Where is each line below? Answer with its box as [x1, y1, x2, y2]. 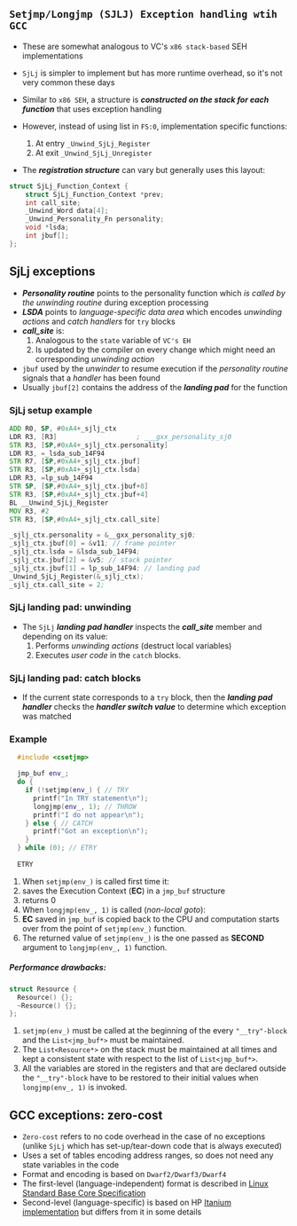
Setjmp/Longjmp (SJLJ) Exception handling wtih [9, 8, 277, 21]
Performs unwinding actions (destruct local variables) [35, 640, 232, 651]
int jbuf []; [25, 232, 69, 240]
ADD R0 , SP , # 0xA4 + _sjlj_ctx [9, 424, 117, 433]
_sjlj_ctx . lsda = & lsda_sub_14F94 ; [9, 547, 141, 556]
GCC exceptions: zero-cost [9, 1107, 163, 1122]
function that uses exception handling [21, 103, 162, 114]
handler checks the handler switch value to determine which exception [21, 702, 286, 712]
